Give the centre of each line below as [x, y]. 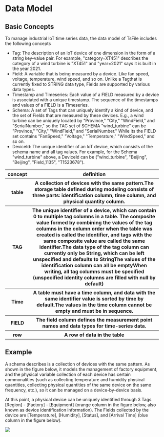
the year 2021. [27, 69]
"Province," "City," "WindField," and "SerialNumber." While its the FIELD [84, 131]
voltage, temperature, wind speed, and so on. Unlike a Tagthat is [77, 79]
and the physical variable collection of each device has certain [68, 374]
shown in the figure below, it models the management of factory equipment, [81, 369]
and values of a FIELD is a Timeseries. [51, 105]
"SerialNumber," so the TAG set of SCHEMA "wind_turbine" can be [79, 126]
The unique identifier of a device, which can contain [94, 210]
